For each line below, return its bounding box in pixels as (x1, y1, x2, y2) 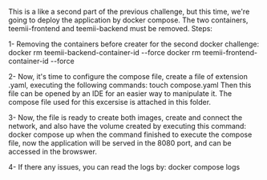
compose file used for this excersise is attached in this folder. (8, 98, 211, 106)
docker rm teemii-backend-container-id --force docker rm (8, 48, 201, 57)
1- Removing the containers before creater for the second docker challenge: (8, 39, 259, 49)
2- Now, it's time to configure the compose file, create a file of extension (8, 72, 249, 81)
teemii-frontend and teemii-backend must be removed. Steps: (8, 24, 212, 33)
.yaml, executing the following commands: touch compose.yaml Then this (8, 80, 252, 90)
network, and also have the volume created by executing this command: (8, 122, 247, 130)
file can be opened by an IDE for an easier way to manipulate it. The (8, 89, 233, 98)
